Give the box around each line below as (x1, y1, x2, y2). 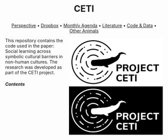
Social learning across (5, 48, 51, 54)
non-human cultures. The (5, 59, 58, 65)
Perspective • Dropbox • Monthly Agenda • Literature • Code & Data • (11, 23, 156, 29)
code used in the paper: (5, 43, 54, 49)
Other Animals (69, 28, 99, 34)
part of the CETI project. (5, 70, 55, 76)
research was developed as (5, 64, 62, 70)
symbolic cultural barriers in (5, 54, 63, 60)
